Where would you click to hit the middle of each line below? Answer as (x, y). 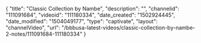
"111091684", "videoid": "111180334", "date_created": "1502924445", (91, 15)
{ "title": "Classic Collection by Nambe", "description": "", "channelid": (92, 9)
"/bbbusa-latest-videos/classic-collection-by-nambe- (129, 27)
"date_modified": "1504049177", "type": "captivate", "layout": (82, 21)
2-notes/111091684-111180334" (44, 34)
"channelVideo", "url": (33, 27)
